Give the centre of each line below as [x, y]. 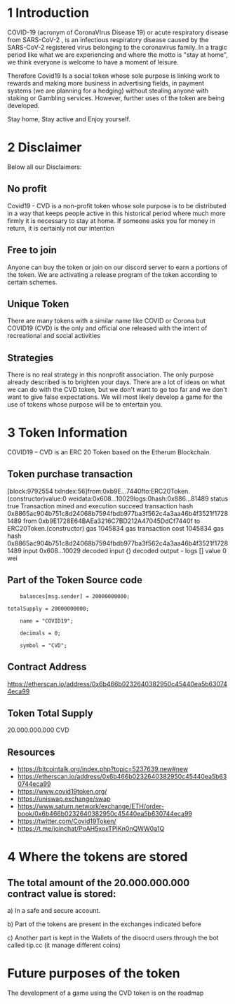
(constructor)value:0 [37, 498]
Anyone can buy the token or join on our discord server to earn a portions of [117, 267]
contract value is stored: [62, 894]
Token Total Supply [50, 713]
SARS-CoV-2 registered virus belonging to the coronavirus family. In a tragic [117, 47]
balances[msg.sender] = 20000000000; [75, 596]
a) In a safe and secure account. [54, 911]
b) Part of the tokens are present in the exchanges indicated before [104, 924]
